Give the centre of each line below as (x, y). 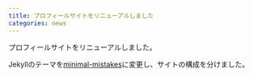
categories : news (38, 23)
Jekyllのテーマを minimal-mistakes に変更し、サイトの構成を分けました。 (129, 64)
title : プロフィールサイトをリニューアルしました (81, 16)
